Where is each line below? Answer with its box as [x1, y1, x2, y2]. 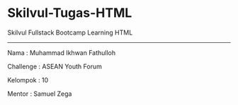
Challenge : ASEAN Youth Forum [7, 62, 103, 70]
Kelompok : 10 [7, 75, 49, 84]
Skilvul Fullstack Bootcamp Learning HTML [7, 28, 133, 37]
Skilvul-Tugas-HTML [7, 5, 132, 21]
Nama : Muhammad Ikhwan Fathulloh [7, 48, 116, 57]
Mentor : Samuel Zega [7, 89, 72, 98]
